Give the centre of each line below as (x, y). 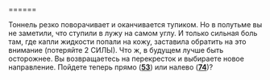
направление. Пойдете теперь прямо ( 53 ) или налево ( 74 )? (111, 67)
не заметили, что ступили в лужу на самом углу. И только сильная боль (133, 33)
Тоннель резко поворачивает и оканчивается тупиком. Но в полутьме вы (135, 24)
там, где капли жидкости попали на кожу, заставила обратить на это (127, 42)
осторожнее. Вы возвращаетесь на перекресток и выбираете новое (126, 58)
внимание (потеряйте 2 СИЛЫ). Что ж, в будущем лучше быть (116, 50)
